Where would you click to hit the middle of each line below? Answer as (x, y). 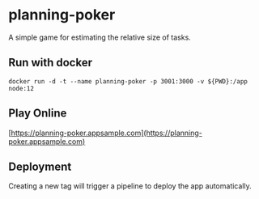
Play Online (38, 114)
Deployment (40, 166)
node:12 (21, 88)
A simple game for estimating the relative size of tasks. (100, 37)
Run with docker (51, 63)
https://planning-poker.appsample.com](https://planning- (106, 133)
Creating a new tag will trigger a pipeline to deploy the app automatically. (130, 186)
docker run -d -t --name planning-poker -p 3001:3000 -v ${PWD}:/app (128, 81)
